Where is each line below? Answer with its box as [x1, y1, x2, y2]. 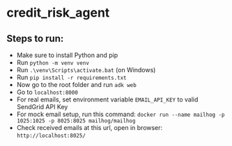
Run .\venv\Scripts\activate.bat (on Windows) [16, 66, 156, 74]
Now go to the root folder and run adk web [16, 81, 137, 88]
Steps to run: [6, 33, 64, 44]
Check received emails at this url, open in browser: [16, 124, 163, 131]
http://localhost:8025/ [16, 132, 86, 139]
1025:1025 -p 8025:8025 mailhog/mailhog [16, 117, 136, 124]
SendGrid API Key [16, 103, 68, 111]
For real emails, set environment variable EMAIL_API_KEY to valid [16, 95, 199, 104]
